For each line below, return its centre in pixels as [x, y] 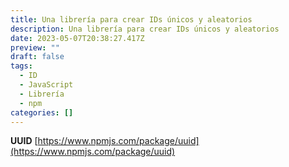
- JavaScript [46, 85]
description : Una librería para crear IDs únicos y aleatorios [145, 29]
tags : [21, 66]
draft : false [37, 57]
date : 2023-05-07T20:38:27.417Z [77, 38]
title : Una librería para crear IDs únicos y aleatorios [131, 19]
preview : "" [35, 47]
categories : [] [42, 112]
